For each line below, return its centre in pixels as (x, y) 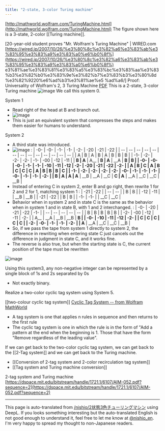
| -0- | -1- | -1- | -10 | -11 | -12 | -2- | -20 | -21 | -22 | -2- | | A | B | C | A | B (86, 165)
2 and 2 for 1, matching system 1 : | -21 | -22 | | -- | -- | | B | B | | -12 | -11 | (86, 191)
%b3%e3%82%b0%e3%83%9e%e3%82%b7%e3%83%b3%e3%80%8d (81, 75)
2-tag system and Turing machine (39, 376)
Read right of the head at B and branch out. (56, 110)
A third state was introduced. (41, 144)
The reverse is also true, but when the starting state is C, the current (81, 244)
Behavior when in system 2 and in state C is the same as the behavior (82, 202)
